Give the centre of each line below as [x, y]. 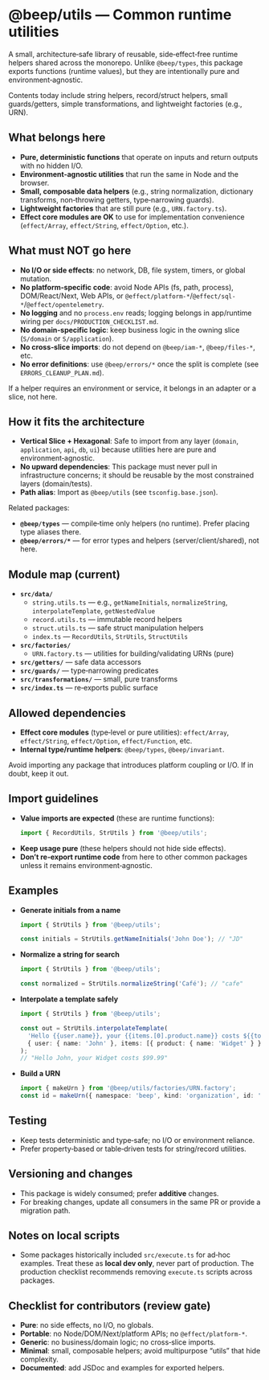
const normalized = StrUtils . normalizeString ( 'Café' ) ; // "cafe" [131, 984]
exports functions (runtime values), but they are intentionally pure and [124, 71]
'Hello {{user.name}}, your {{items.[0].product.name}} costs [134, 1036]
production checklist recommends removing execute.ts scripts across [136, 1272]
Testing [28, 1121]
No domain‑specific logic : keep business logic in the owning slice [130, 330]
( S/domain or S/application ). [67, 338]
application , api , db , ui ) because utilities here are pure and [118, 450]
